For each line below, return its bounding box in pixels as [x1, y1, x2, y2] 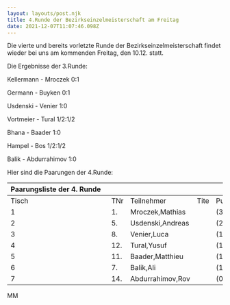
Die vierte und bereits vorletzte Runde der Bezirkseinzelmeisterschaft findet [7, 42, 221, 50]
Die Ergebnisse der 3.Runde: [7, 62, 88, 71]
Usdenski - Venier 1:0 [7, 102, 68, 110]
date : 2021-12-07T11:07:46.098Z [7, 23, 99, 29]
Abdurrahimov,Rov [129, 274, 190, 284]
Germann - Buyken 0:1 [7, 88, 71, 97]
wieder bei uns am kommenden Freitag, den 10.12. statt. [7, 49, 164, 57]
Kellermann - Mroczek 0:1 [7, 75, 80, 84]
